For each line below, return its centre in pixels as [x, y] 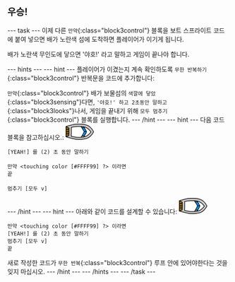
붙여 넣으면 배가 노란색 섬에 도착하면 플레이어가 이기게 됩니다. [100, 39]
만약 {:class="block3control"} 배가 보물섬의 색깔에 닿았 [82, 93]
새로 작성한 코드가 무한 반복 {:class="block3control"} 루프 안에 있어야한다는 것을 [117, 262]
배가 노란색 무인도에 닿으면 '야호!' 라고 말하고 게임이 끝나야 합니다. [98, 54]
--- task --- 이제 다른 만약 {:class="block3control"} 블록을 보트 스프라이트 [109, 30]
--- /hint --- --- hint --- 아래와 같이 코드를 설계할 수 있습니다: [92, 211]
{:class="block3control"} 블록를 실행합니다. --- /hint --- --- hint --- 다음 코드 [116, 119]
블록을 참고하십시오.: [36, 137]
